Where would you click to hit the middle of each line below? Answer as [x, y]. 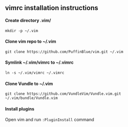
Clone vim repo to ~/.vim [31, 41]
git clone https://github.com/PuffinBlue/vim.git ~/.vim [64, 52]
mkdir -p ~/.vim [21, 31]
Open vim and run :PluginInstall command [50, 120]
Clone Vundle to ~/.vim [29, 83]
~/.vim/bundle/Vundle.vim [31, 98]
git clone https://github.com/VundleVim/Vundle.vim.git [63, 94]
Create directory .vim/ [28, 20]
